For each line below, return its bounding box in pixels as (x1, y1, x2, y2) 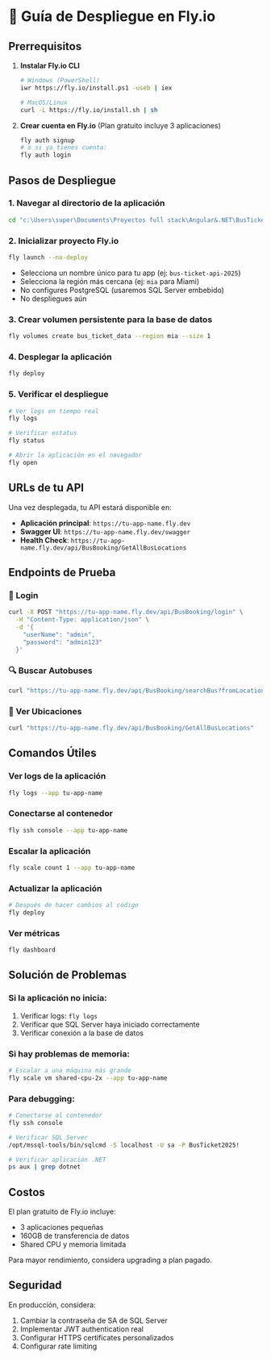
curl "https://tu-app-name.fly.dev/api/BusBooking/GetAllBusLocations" (8, 724, 254, 732)
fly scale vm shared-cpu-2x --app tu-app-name (8, 1073, 168, 1082)
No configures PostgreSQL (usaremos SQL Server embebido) (19, 285, 224, 295)
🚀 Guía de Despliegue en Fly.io (8, 7, 216, 26)
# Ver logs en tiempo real (8, 407, 99, 415)
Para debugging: (8, 1093, 75, 1104)
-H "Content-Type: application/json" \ (15, 616, 150, 624)
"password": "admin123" (23, 638, 103, 646)
